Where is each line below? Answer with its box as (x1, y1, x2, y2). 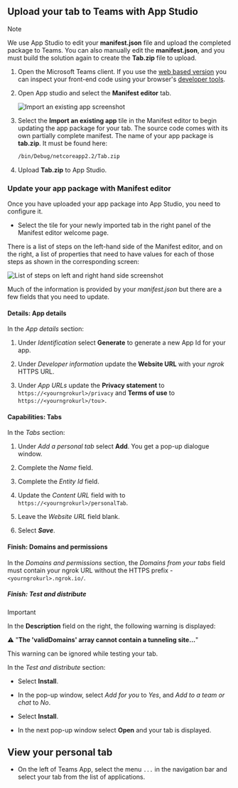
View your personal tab (7, 746, 113, 758)
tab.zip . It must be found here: (17, 139, 108, 147)
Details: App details (7, 309, 67, 317)
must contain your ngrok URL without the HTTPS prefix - (7, 566, 173, 574)
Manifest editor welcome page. (17, 228, 109, 237)
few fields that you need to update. (7, 292, 110, 301)
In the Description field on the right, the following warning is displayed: (7, 621, 216, 630)
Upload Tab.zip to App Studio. (17, 165, 107, 174)
